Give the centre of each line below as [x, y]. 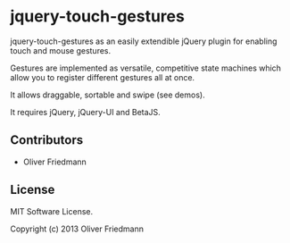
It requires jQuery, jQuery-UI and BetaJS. [86, 112]
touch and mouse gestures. [61, 50]
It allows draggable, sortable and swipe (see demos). [108, 95]
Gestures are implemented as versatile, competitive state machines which [146, 68]
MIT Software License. [52, 211]
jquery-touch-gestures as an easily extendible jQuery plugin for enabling [144, 41]
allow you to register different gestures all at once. [103, 77]
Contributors [47, 140]
